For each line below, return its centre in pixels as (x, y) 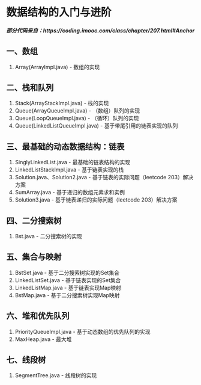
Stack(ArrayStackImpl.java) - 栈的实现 (62, 103)
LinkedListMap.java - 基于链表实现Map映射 (68, 288)
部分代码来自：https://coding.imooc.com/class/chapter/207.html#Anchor (100, 30)
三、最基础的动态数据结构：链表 (65, 146)
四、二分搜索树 (34, 220)
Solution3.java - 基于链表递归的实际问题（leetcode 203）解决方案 (96, 200)
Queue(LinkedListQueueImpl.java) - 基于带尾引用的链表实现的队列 (96, 126)
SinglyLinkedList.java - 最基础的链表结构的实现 (73, 162)
